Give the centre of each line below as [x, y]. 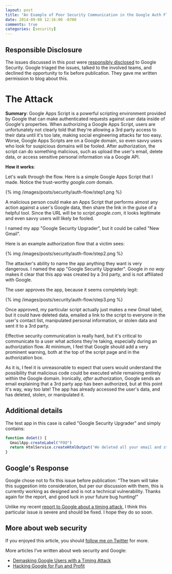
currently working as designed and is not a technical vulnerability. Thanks [83, 491]
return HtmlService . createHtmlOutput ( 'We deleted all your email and [85, 448]
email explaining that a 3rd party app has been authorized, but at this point [84, 384]
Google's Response [37, 468]
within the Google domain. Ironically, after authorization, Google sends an [83, 378]
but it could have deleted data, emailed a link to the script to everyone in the [85, 315]
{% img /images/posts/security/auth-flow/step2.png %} [64, 253]
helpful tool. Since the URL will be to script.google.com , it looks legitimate [83, 212]
